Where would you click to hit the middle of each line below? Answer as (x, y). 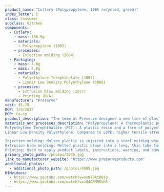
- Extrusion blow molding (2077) (52, 91)
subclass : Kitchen (24, 23)
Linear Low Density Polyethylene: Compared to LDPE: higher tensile (76, 132)
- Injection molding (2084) (47, 55)
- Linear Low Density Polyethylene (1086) (62, 82)
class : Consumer (21, 19)
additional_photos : (25, 164)
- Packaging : (23, 60)
